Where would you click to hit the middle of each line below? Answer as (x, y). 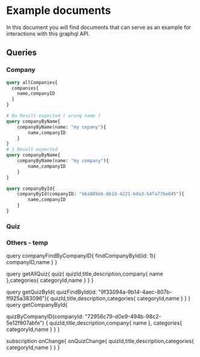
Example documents (59, 11)
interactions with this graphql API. (48, 33)
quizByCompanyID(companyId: (45, 317)
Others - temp (27, 242)
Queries (22, 53)
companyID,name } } (32, 262)
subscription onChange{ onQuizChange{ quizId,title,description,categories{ (100, 341)
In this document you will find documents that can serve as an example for (99, 27)
